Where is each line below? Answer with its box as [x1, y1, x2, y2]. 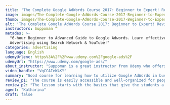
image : [5, 12, 19, 17]
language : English [5, 49, 44, 55]
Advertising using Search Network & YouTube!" [10, 40, 110, 45]
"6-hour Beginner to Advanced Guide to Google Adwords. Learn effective [10, 36, 166, 41]
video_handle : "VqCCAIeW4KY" [5, 69, 67, 74]
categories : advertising [5, 45, 58, 50]
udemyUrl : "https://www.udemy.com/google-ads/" [5, 59, 108, 64]
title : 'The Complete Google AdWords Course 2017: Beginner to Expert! [5, 7, 159, 13]
